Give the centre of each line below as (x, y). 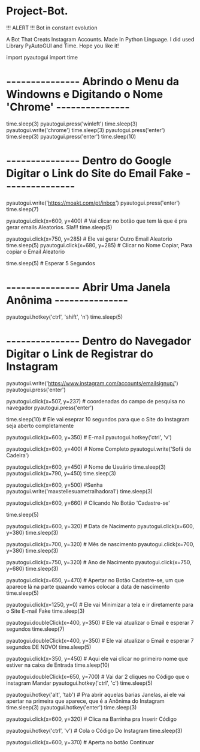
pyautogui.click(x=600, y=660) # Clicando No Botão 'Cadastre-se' (88, 503)
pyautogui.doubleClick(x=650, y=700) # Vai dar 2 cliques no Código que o (98, 676)
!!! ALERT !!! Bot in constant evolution (52, 28)
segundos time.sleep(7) (35, 629)
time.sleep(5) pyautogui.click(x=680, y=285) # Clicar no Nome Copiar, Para (99, 245)
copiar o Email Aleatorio (36, 251)
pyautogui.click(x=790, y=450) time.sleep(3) (61, 473)
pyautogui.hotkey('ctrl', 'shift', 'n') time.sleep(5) (65, 317)
